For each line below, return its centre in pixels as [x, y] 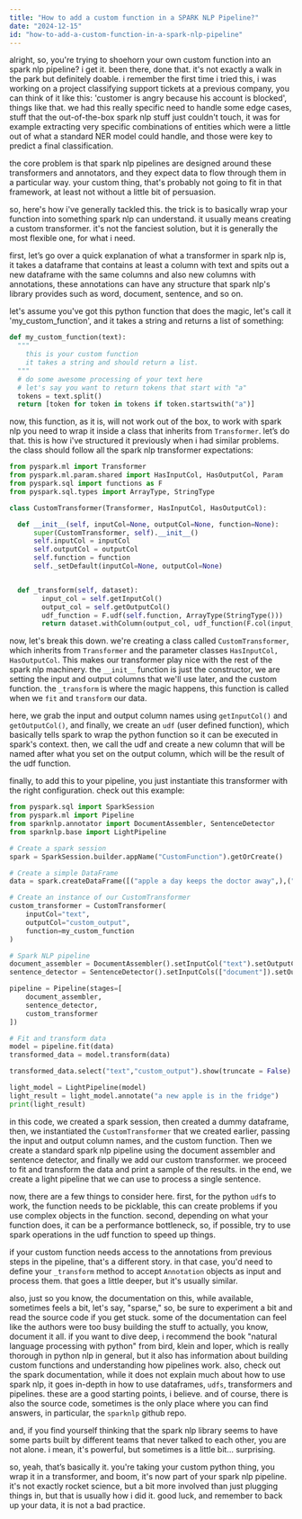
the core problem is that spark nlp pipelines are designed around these [141, 164]
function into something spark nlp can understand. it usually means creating [151, 219]
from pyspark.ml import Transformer [78, 467]
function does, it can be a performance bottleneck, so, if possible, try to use [150, 1225]
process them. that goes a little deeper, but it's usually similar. [124, 1281]
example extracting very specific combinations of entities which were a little [150, 127]
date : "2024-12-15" [46, 26]
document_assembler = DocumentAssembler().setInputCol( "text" [128, 964]
